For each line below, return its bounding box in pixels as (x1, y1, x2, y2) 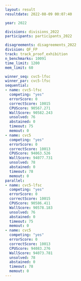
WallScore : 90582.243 (9, 110, 53, 115)
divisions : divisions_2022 (5, 29, 59, 34)
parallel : (5, 178, 25, 183)
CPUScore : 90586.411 (9, 201, 51, 206)
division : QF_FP (5, 47, 38, 52)
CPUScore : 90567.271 (9, 106, 51, 111)
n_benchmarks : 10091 (5, 56, 47, 61)
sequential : (5, 83, 29, 88)
